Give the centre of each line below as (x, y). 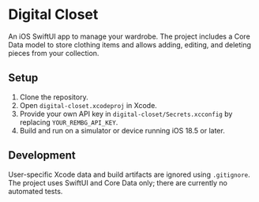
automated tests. (36, 191)
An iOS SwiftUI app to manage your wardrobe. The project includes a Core (129, 36)
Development (42, 155)
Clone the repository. (54, 97)
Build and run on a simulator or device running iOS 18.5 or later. (122, 130)
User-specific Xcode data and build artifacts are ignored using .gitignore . (129, 174)
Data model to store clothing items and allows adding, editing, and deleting (129, 44)
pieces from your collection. (54, 53)
